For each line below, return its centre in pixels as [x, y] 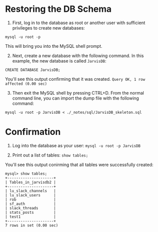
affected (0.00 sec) [26, 84]
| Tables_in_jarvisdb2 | [31, 182]
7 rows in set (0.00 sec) [32, 225]
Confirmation [33, 132]
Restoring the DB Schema [58, 9]
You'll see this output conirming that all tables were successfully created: [79, 165]
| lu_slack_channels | [31, 191]
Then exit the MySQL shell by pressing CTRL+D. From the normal [78, 93]
